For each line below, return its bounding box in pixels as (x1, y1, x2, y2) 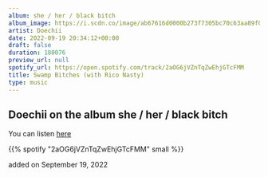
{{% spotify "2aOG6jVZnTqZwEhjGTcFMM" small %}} (8, 144, 184, 154)
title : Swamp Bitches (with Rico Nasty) (8, 71, 145, 79)
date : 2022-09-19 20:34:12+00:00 (8, 33, 120, 42)
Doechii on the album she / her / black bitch (8, 108, 229, 121)
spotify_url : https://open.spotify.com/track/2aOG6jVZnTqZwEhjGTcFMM (8, 64, 245, 72)
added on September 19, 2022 (8, 160, 108, 170)
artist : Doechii (8, 26, 62, 34)
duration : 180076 (8, 49, 66, 57)
